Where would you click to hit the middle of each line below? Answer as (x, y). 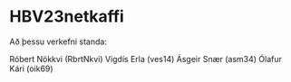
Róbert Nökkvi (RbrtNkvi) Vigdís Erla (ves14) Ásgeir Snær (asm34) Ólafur (146, 59)
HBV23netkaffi (67, 17)
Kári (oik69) (31, 68)
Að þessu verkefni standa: (58, 41)
